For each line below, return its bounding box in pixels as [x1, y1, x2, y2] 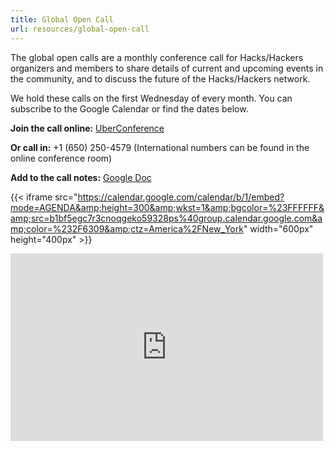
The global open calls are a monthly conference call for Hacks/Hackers [10, 51, 304, 63]
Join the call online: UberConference [10, 122, 165, 134]
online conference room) [10, 152, 113, 164]
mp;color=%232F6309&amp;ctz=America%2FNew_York [10, 222, 244, 235]
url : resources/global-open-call [10, 24, 150, 34]
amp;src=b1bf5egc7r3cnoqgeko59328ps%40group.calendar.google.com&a [10, 212, 323, 224]
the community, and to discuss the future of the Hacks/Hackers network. [10, 72, 311, 85]
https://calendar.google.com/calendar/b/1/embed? [77, 191, 285, 203]
